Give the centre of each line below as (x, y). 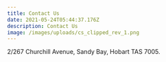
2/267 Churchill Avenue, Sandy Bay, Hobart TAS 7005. (84, 52)
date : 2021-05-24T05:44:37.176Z (53, 20)
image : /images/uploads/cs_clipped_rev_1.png (73, 32)
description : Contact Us (43, 26)
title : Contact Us (33, 13)
